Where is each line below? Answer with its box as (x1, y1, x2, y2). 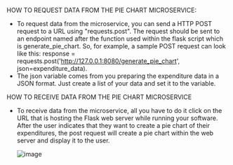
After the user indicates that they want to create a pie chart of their (16, 121, 211, 129)
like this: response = (16, 49, 76, 58)
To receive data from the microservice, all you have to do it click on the (16, 107, 222, 114)
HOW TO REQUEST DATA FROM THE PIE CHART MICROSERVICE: (6, 6, 197, 14)
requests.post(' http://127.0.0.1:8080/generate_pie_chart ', (16, 57, 180, 65)
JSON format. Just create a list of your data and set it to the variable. (16, 79, 216, 87)
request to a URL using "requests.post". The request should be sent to (16, 27, 220, 35)
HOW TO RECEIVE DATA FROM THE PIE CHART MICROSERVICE (6, 93, 192, 101)
